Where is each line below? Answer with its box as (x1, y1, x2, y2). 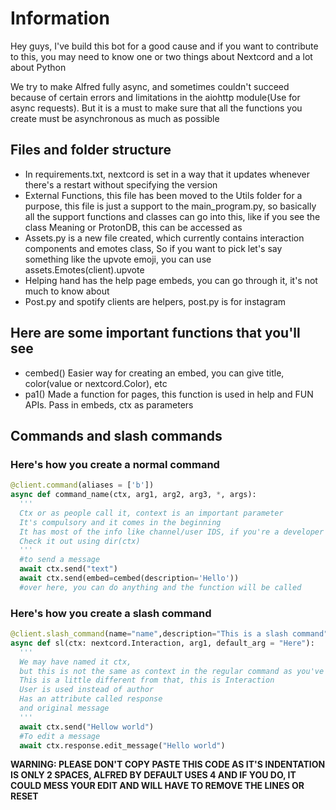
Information (10, 7, 110, 30)
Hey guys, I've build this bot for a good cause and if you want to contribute (10, 40, 319, 52)
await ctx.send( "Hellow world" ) (19, 722, 155, 732)
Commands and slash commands (10, 427, 223, 444)
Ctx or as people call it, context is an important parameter (19, 508, 284, 518)
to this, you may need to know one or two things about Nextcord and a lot (10, 50, 313, 62)
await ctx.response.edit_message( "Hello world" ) (19, 740, 226, 751)
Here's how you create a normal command (10, 457, 220, 471)
